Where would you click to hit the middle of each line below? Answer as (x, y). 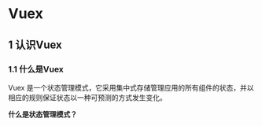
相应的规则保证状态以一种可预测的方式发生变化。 (87, 97)
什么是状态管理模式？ (42, 114)
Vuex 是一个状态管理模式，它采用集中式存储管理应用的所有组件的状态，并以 (131, 87)
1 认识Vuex (35, 44)
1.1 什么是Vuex (36, 69)
